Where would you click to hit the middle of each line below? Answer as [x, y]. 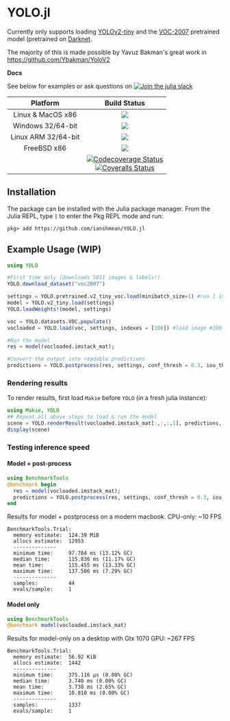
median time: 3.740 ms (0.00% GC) [70, 681]
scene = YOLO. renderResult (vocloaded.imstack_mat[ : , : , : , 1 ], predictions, [115, 423]
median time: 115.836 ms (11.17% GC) [75, 559]
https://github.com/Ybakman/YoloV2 [59, 59]
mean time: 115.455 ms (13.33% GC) [75, 565]
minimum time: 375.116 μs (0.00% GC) [73, 675]
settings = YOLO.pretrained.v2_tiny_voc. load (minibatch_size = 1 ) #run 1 [111, 296]
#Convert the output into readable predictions [76, 359]
